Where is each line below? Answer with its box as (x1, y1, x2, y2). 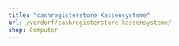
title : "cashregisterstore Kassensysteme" (8, 11, 150, 19)
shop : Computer (8, 26, 59, 34)
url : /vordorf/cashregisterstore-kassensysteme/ (8, 19, 172, 27)
